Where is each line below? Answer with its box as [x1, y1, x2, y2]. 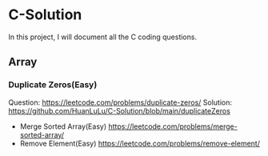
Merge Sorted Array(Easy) [19, 122, 107, 131]
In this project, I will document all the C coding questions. [8, 32, 198, 42]
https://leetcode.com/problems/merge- [107, 122, 238, 131]
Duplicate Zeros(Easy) [8, 79, 98, 90]
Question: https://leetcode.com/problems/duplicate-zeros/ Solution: [8, 98, 232, 107]
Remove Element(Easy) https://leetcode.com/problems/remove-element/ [19, 138, 260, 148]
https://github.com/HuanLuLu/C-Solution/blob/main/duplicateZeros [8, 106, 230, 115]
